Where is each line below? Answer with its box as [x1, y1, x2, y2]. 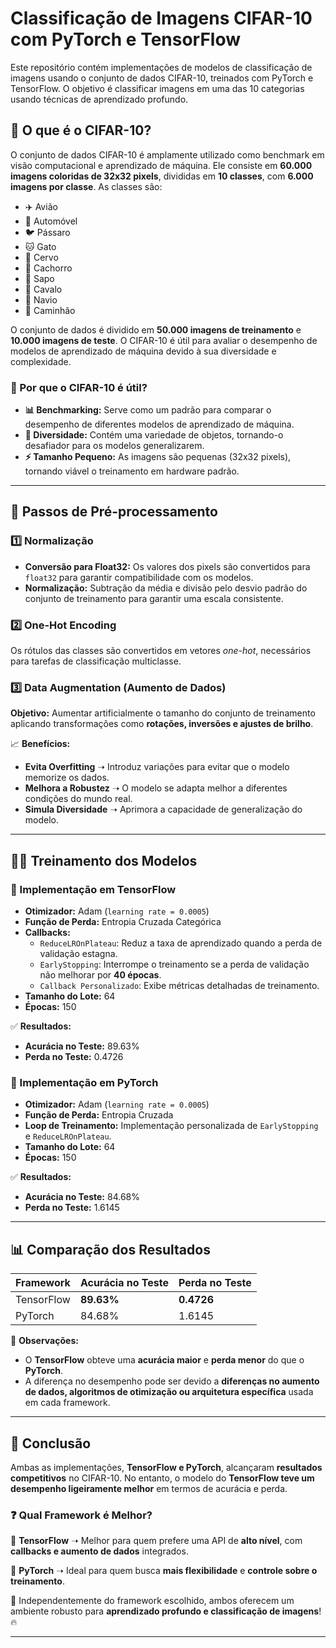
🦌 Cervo [24, 251, 59, 263]
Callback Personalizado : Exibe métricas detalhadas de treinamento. [39, 980, 320, 992]
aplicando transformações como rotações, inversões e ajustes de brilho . [10, 718, 314, 730]
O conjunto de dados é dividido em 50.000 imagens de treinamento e [10, 323, 302, 336]
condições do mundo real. [24, 793, 133, 805]
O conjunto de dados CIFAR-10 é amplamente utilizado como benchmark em [10, 148, 325, 161]
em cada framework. [24, 1397, 111, 1409]
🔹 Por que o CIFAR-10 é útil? [10, 380, 148, 394]
